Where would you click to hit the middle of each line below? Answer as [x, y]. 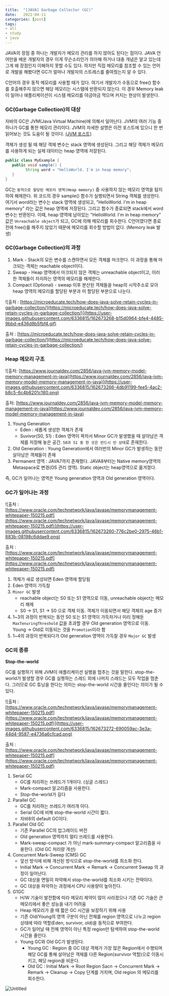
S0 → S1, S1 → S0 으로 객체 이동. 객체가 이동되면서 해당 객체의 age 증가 [91, 611]
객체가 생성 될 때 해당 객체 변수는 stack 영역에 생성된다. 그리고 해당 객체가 [78, 145]
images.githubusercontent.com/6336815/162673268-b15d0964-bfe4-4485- [84, 318]
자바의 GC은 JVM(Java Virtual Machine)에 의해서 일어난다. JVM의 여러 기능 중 [83, 121]
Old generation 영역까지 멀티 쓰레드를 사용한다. [67, 836]
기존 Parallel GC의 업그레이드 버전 [54, 830]
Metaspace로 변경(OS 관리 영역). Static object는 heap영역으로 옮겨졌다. [84, 468]
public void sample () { [37, 165]
